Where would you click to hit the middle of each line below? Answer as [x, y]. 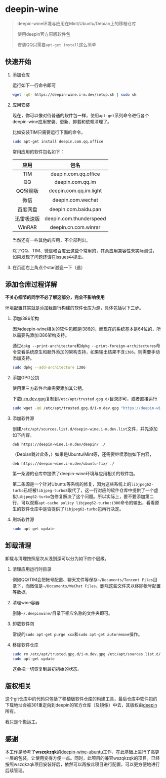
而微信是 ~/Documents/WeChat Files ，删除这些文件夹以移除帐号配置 [93, 586]
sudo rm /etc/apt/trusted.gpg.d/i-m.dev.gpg [59, 654]
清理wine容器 [26, 602]
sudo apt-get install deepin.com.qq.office [58, 141]
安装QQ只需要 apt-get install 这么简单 [57, 44]
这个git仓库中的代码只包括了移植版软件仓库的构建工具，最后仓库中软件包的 [81, 699]
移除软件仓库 [25, 644]
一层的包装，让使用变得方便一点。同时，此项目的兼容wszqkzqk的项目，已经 [83, 758]
